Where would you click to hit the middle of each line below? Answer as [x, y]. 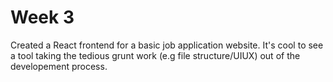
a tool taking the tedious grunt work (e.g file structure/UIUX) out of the [155, 55]
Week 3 [42, 17]
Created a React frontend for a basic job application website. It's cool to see [167, 45]
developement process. [59, 66]
